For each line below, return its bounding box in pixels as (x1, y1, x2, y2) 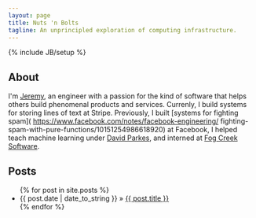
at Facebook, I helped (167, 125, 238, 135)
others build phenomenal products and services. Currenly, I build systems (8, 100, 247, 109)
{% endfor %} (19, 202, 65, 211)
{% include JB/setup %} (8, 48, 86, 57)
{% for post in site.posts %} (19, 186, 110, 194)
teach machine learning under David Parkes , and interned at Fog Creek (8, 133, 238, 142)
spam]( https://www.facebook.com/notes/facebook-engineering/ (8, 116, 219, 126)
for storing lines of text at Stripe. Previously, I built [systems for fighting (8, 108, 239, 118)
